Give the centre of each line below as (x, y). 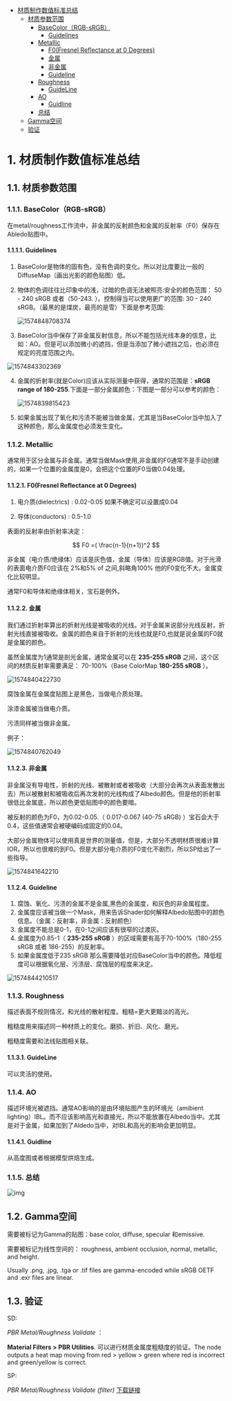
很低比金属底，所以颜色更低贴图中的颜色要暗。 (74, 802)
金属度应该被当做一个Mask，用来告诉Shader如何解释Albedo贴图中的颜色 (121, 913)
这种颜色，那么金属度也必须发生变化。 (71, 426)
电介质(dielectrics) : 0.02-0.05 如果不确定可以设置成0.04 (97, 502)
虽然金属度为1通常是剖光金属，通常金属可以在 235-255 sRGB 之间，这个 (110, 657)
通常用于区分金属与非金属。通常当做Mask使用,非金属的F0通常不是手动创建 (113, 460)
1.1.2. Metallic (30, 445)
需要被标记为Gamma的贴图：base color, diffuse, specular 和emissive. (106, 1234)
